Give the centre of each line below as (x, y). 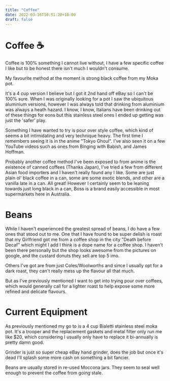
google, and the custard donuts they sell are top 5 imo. (62, 256)
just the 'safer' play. (26, 120)
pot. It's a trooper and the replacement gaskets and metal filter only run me (84, 332)
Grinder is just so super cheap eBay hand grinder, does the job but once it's (84, 352)
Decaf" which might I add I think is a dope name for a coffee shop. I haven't (84, 245)
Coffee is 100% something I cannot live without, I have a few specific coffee (84, 63)
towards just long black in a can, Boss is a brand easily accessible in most (82, 189)
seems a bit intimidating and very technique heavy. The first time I (74, 136)
